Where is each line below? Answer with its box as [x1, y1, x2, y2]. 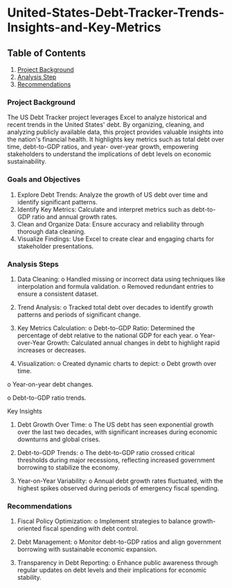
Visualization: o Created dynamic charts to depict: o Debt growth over [17, 359, 217, 368]
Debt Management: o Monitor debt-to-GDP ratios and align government [17, 538, 222, 546]
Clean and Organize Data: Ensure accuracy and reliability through [17, 220, 204, 228]
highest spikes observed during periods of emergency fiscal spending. [17, 483, 220, 492]
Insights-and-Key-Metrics [7, 19, 161, 35]
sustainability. [7, 157, 46, 166]
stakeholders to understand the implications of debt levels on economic [7, 150, 212, 159]
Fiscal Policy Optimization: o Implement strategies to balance [17, 517, 192, 526]
